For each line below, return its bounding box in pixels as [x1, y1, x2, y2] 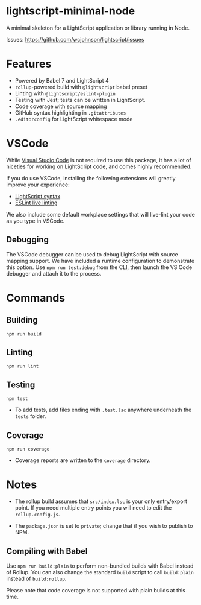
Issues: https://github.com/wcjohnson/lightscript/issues [6, 36, 144, 43]
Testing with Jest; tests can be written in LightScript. [14, 96, 146, 103]
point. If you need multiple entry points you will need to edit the [14, 504, 172, 511]
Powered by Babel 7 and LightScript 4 [14, 77, 110, 84]
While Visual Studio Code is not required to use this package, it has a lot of [6, 156, 191, 163]
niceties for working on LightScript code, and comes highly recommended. [6, 163, 192, 170]
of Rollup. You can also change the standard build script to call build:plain [6, 568, 194, 575]
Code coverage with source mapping [14, 103, 107, 110]
